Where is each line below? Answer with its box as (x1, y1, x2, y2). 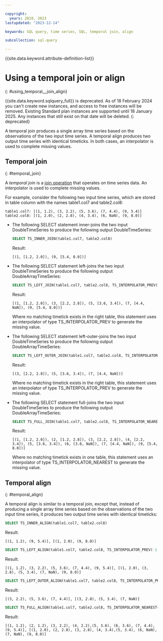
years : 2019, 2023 (9, 16, 47, 21)
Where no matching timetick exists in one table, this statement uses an (12, 455, 154, 460)
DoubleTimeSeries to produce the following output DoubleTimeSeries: (12, 227, 152, 233)
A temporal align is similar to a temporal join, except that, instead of (5, 501, 140, 507)
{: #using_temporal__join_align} (5, 88, 67, 95)
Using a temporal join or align (5, 72, 125, 84)
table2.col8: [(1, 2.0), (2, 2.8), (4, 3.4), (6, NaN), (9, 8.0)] (5, 213, 142, 218)
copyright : (5, 11, 27, 16)
